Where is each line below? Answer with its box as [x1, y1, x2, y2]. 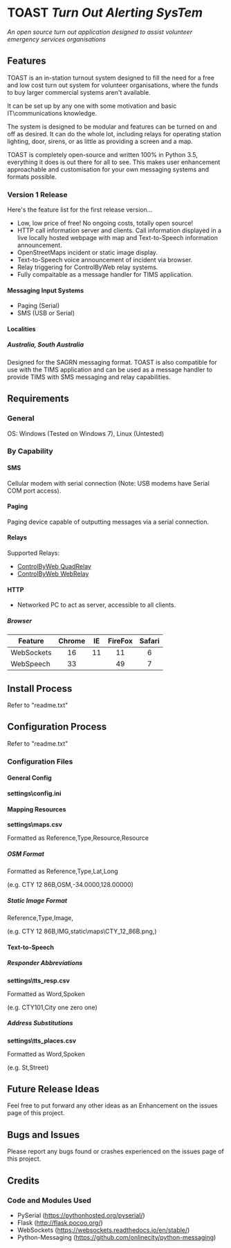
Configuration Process [7, 721, 107, 733]
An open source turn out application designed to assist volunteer [7, 28, 192, 36]
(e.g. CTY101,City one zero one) [7, 1003, 98, 1011]
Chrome [58, 636, 86, 646]
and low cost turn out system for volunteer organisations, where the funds [7, 81, 219, 89]
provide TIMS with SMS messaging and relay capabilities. [7, 372, 171, 381]
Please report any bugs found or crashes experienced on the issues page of [7, 1147, 225, 1156]
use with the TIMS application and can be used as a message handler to [7, 365, 213, 374]
